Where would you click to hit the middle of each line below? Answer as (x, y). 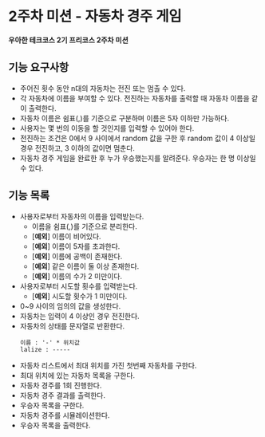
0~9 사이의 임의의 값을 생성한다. (70, 306)
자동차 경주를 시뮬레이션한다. (65, 415)
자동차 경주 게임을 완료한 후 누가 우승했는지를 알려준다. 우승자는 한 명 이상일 (138, 158)
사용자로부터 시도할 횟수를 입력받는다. (79, 286)
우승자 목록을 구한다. (52, 405)
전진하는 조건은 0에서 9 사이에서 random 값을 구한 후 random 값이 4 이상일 (138, 138)
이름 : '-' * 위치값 (49, 343)
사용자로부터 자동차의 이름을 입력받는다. (82, 216)
